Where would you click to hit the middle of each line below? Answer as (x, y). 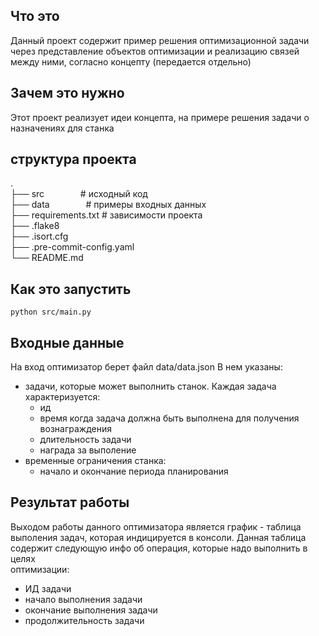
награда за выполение (88, 450)
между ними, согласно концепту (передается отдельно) (131, 61)
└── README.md (47, 258)
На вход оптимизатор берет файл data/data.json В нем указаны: (146, 367)
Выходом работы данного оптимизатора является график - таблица (156, 526)
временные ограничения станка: (95, 461)
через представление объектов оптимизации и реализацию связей (155, 51)
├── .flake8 (35, 226)
